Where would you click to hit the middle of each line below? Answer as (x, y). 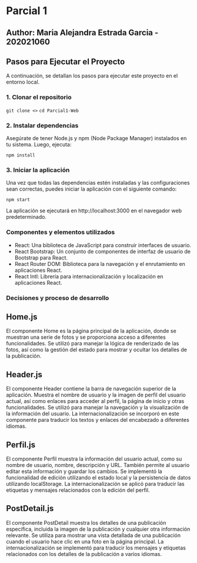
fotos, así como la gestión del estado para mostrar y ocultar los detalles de (96, 350)
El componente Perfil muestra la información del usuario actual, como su (94, 459)
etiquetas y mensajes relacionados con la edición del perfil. (78, 490)
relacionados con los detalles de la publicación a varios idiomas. (84, 554)
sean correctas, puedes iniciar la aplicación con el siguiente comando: (91, 189)
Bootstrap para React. (41, 258)
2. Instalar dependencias (42, 125)
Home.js (22, 317)
